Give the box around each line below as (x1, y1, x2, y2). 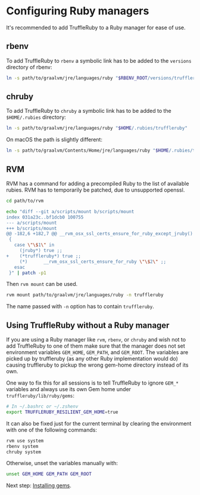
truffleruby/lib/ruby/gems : (6, 392, 75, 399)
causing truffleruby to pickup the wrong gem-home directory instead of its (6, 361, 189, 368)
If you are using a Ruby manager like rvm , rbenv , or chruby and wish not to (6, 336, 186, 343)
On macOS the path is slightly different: (6, 136, 103, 143)
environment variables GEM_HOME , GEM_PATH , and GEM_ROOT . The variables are (6, 349, 189, 356)
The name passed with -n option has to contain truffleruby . (6, 303, 155, 310)
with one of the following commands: (6, 426, 97, 433)
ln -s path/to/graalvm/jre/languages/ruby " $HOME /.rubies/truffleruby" (6, 125, 187, 131)
